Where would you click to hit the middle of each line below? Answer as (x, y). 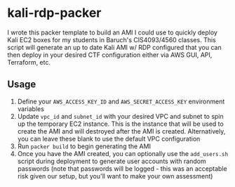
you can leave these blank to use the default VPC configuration (109, 138)
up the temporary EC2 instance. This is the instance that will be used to (121, 124)
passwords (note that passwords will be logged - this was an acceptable (122, 168)
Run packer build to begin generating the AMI (84, 146)
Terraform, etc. (29, 62)
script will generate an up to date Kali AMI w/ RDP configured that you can (115, 47)
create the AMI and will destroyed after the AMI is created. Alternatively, (121, 131)
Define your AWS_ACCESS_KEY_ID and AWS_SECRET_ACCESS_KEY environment (121, 101)
